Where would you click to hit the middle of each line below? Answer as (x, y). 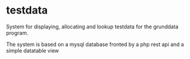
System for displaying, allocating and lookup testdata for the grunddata (92, 27)
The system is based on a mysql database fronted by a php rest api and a (95, 44)
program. (17, 32)
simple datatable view (33, 50)
